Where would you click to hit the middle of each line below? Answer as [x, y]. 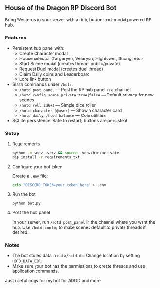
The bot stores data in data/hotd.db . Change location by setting [76, 256]
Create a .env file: [30, 176]
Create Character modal [44, 54]
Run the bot [24, 194]
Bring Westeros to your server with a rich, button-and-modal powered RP [78, 19]
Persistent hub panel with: [38, 48]
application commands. [36, 271]
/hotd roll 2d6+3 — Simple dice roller [58, 105]
